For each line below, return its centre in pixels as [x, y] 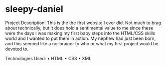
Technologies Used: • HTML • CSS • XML [48, 58]
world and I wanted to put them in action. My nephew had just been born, [81, 38]
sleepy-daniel [34, 9]
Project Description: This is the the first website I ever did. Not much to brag [83, 23]
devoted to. [17, 49]
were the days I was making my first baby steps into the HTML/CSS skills [80, 33]
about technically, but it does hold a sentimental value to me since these [79, 28]
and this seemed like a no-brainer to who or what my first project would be [82, 43]
